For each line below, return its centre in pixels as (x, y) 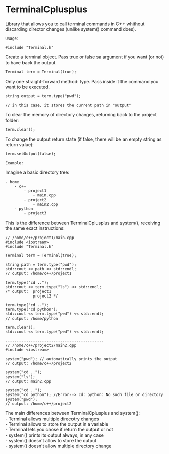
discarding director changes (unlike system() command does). (71, 29)
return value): (20, 144)
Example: (15, 163)
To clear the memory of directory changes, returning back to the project (81, 114)
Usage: (12, 38)
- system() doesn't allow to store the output (51, 440)
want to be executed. (28, 87)
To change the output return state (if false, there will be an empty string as (83, 139)
